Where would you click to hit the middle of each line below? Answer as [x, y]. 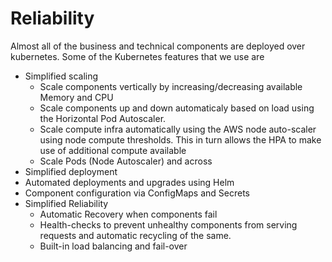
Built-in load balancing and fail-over [113, 246]
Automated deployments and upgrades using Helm [129, 182]
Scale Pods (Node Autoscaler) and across [126, 161]
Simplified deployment [71, 171]
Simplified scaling [61, 76]
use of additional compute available [113, 150]
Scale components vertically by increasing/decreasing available [171, 86]
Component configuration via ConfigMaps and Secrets [137, 193]
